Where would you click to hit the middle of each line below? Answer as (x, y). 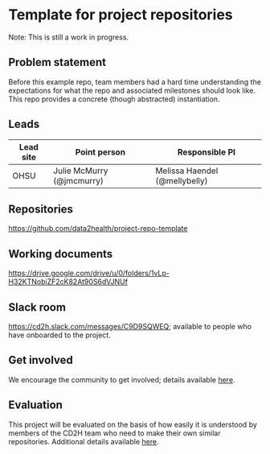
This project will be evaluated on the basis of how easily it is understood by (133, 424)
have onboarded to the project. (59, 335)
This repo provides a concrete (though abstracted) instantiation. (114, 99)
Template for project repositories (121, 15)
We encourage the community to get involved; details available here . (122, 379)
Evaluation (35, 405)
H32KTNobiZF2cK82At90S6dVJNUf (68, 282)
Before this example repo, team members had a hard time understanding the (135, 81)
